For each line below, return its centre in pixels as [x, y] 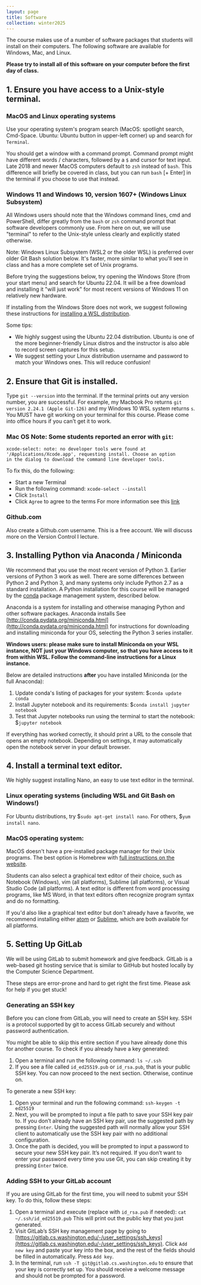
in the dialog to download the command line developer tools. [85, 460]
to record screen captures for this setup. [65, 350]
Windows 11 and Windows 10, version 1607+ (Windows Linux [97, 194]
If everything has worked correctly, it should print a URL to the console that [99, 734]
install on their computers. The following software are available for [88, 46]
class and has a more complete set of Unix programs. [72, 265]
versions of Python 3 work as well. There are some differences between [95, 576]
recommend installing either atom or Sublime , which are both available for [97, 919]
